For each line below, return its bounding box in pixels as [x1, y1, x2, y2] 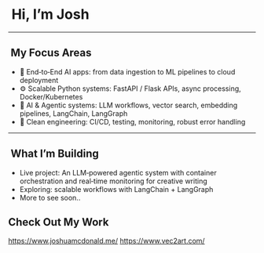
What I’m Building [10, 147, 100, 161]
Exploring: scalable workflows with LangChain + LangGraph [19, 184, 214, 193]
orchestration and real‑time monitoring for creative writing [19, 176, 207, 186]
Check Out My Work [8, 215, 109, 229]
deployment [19, 75, 59, 85]
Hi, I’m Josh [11, 5, 90, 23]
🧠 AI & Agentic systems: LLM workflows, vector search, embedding [19, 100, 238, 110]
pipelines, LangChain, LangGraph [19, 108, 128, 118]
